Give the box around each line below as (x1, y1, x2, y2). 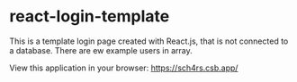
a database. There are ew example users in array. (9, 45, 193, 55)
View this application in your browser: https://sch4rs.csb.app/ (9, 62, 238, 73)
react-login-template (9, 6, 170, 27)
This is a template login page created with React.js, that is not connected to (9, 36, 289, 46)
